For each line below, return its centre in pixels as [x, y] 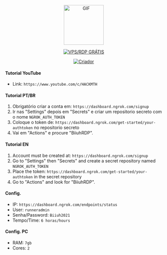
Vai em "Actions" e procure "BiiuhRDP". [53, 133]
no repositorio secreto [57, 127]
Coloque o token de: [33, 123]
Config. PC [17, 232]
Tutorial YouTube [23, 73]
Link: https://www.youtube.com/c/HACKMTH [55, 84]
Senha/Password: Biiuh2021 [41, 215]
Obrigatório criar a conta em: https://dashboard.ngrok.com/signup [81, 107]
